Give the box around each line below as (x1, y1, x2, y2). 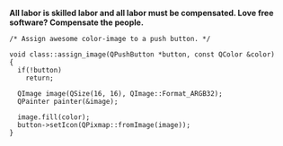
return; (25, 73, 54, 82)
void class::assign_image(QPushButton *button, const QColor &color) (9, 50, 276, 59)
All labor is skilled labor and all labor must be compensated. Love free (9, 8, 274, 18)
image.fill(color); (17, 113, 91, 122)
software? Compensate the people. (9, 17, 144, 28)
